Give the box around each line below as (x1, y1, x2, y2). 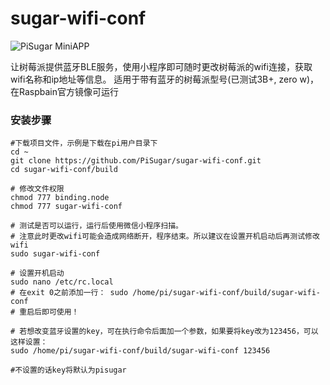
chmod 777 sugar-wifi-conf (10, 202, 123, 212)
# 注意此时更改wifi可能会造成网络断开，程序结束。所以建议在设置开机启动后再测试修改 (10, 232, 320, 242)
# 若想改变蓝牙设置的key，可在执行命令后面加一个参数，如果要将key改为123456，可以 (10, 327, 319, 337)
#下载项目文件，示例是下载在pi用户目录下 (10, 138, 158, 149)
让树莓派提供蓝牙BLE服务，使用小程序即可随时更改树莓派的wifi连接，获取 (10, 60, 313, 72)
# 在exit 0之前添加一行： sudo (10, 288, 129, 298)
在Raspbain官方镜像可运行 (10, 85, 119, 97)
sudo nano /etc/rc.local (10, 277, 114, 287)
